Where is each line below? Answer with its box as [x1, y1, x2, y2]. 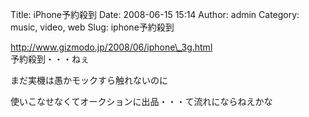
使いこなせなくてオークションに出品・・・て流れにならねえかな [10, 96, 273, 107]
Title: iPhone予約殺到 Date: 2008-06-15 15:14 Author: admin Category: [10, 9, 300, 20]
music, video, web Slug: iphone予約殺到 [10, 21, 175, 33]
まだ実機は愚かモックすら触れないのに [10, 74, 168, 86]
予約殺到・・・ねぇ [10, 53, 90, 65]
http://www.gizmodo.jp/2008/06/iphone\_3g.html [10, 41, 213, 53]
